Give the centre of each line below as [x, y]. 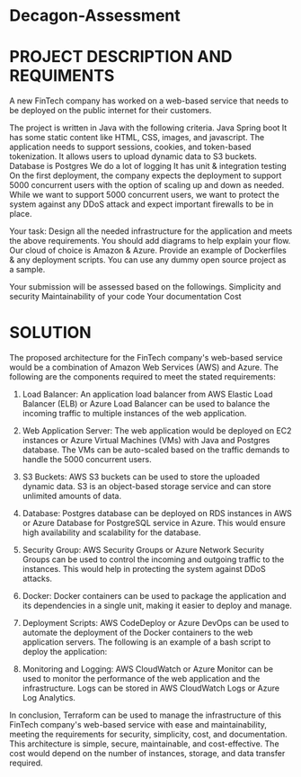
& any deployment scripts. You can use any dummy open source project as [148, 260]
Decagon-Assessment [95, 16]
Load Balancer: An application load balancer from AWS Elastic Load [147, 394]
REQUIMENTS [62, 76]
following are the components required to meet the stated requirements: [142, 377]
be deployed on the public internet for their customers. [111, 111]
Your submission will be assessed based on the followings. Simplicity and [145, 287]
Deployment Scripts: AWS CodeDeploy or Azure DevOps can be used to [155, 623]
